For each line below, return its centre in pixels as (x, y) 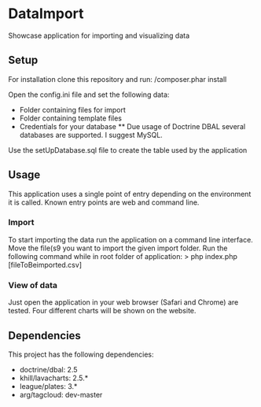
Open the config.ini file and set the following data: (89, 94)
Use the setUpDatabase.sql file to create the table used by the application (128, 150)
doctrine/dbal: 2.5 (48, 369)
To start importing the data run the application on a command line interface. (130, 239)
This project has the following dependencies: (81, 354)
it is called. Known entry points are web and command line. (104, 202)
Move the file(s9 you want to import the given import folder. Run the (118, 248)
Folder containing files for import (72, 109)
